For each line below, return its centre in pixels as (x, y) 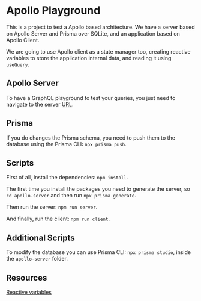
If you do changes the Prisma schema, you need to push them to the (91, 138)
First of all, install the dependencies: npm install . (67, 178)
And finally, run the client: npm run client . (58, 219)
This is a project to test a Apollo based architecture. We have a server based (100, 27)
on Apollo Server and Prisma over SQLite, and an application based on (93, 33)
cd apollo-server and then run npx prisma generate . (71, 196)
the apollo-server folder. (37, 259)
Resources (27, 278)
